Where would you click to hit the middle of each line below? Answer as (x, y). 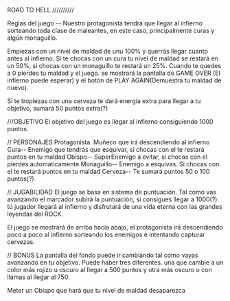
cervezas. (21, 242)
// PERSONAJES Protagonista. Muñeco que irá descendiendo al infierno (108, 142)
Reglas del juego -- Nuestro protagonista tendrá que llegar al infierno (105, 23)
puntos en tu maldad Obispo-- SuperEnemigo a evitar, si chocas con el (107, 157)
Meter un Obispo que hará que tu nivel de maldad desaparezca (96, 290)
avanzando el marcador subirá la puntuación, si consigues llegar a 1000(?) (112, 199)
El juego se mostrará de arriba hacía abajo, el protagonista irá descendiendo (115, 227)
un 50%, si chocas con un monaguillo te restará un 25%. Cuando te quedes (114, 66)
